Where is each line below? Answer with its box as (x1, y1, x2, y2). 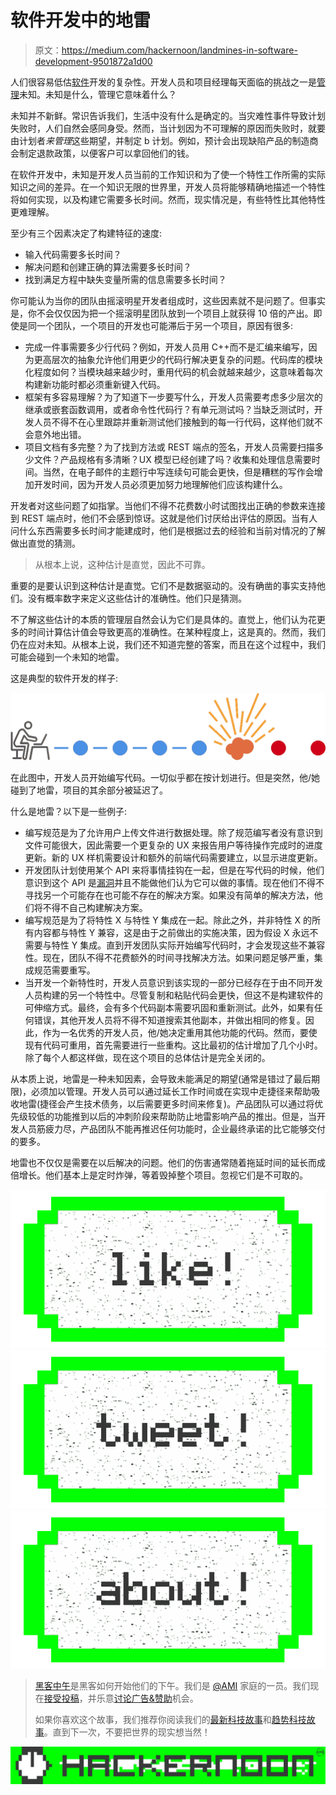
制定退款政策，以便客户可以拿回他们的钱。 (18, 147, 195, 159)
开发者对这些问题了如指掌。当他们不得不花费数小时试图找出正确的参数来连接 (10, 499, 326, 511)
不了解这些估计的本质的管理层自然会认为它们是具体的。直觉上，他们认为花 (10, 613, 317, 625)
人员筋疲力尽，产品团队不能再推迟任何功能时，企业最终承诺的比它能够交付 (18, 1122, 326, 1135)
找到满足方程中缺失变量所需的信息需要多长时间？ (24, 273, 227, 285)
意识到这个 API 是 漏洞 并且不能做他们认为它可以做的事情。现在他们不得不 (24, 876, 325, 888)
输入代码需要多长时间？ (24, 248, 122, 260)
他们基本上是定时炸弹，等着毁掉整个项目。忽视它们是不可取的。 (44, 1169, 308, 1181)
